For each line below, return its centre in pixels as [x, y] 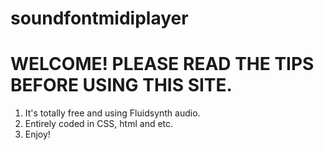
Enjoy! [37, 134]
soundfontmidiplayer [99, 18]
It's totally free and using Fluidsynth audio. [112, 113]
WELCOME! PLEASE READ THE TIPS [162, 64]
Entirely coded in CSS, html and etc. [99, 124]
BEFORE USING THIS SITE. [121, 85]
